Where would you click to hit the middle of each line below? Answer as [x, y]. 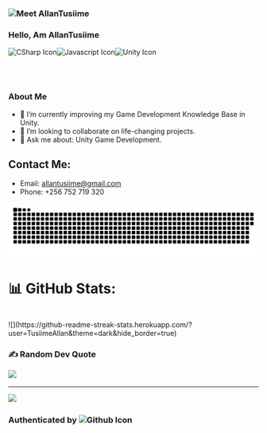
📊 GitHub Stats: [62, 289]
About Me [28, 97]
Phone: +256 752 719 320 [62, 192]
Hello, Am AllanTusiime [54, 34]
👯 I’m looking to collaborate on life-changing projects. [108, 131]
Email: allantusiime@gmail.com [70, 184]
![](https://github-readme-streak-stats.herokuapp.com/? [100, 325]
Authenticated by [43, 420]
